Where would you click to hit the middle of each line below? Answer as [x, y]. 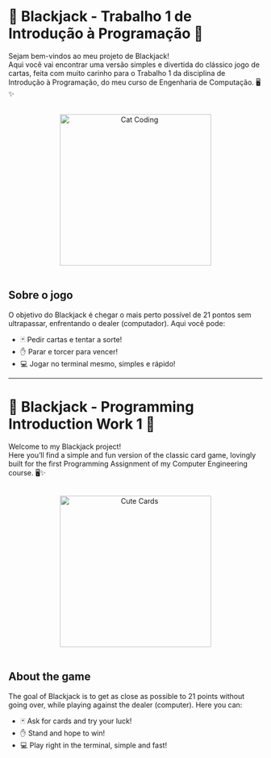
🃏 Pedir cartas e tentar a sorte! [71, 339]
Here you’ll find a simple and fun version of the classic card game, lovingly [132, 454]
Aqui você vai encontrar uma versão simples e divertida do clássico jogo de [134, 65]
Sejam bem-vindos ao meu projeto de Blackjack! [89, 56]
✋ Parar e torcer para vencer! [69, 351]
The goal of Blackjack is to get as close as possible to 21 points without [127, 696]
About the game [50, 677]
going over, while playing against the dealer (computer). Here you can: [125, 705]
